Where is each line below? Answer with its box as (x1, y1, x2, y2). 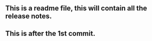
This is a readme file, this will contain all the (5, 4, 147, 13)
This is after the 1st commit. (5, 29, 96, 37)
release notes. (5, 12, 52, 21)
